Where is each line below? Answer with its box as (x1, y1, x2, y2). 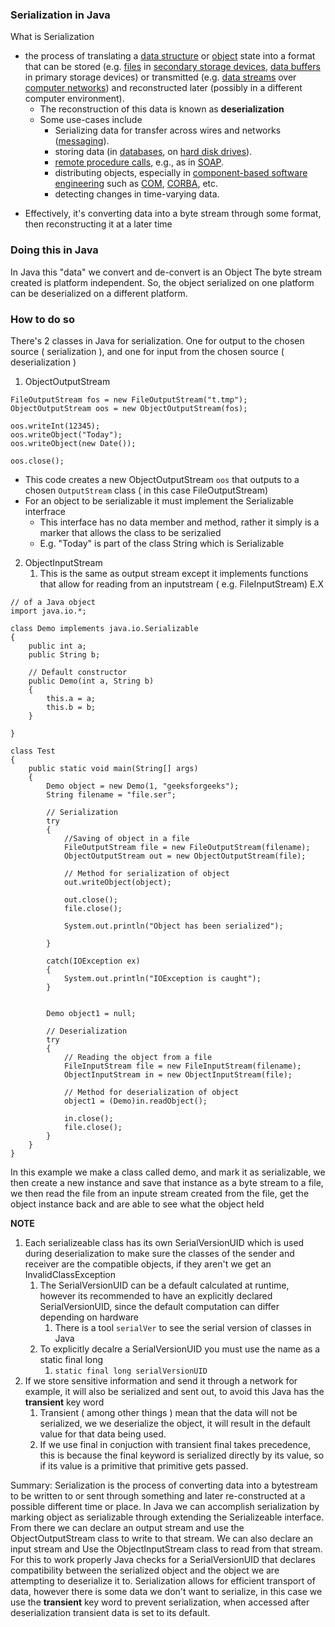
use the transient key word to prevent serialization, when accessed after (10, 1596, 310, 1608)
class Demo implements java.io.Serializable (10, 623, 199, 633)
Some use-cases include (39, 114, 143, 126)
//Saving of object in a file (63, 833, 190, 843)
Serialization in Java (10, 8, 111, 22)
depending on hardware (39, 1311, 139, 1323)
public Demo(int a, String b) (28, 676, 155, 686)
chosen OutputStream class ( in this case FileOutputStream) (24, 484, 269, 496)
